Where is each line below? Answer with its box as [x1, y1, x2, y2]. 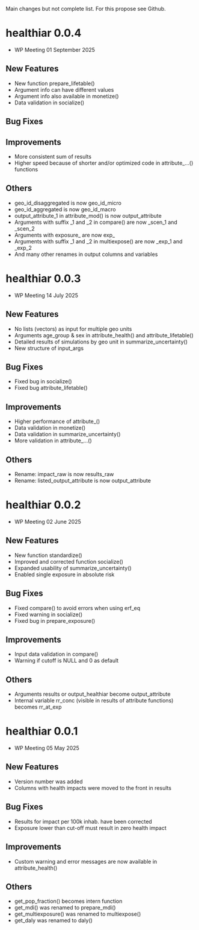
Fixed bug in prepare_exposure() [14, 617, 96, 624]
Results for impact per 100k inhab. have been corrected [14, 818, 153, 825]
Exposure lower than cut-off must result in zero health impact [14, 824, 167, 832]
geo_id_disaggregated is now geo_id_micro [14, 199, 121, 206]
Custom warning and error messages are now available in [14, 858, 158, 865]
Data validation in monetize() [14, 424, 86, 432]
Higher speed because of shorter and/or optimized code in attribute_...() [14, 159, 194, 167]
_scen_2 [14, 225, 35, 232]
